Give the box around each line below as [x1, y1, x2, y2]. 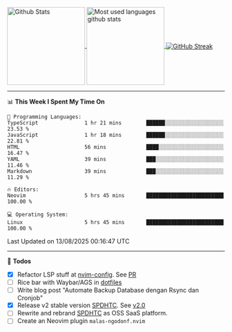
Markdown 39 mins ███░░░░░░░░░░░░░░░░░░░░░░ [7, 168, 224, 175]
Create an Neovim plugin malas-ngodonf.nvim [17, 317, 146, 325]
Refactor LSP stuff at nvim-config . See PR [17, 270, 137, 279]
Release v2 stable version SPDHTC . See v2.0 [17, 301, 146, 310]
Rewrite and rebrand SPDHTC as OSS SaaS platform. [17, 309, 168, 317]
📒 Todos [7, 257, 32, 265]
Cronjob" [17, 294, 43, 302]
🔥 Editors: [7, 186, 39, 193]
